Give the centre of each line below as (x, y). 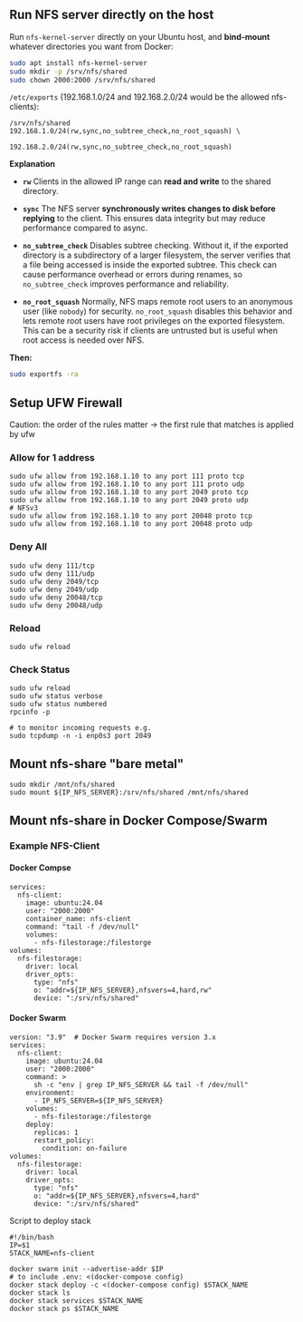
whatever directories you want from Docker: (91, 46)
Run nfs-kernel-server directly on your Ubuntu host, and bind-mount (140, 36)
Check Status (40, 669)
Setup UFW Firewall (66, 403)
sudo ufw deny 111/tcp (52, 566)
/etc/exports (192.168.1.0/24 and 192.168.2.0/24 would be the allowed (139, 97)
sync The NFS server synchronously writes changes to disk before (149, 209)
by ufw (23, 434)
